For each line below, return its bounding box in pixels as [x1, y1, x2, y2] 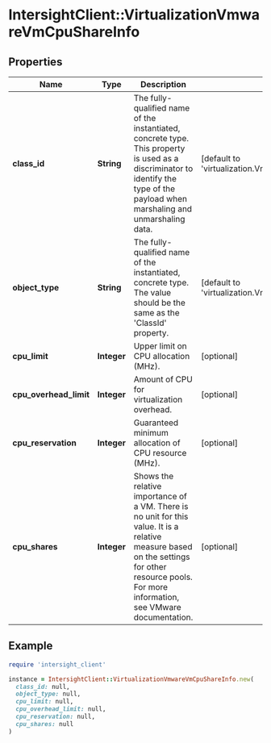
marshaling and [133, 203, 192, 215]
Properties [8, 55, 63, 69]
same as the [133, 307, 180, 318]
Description [140, 79, 187, 90]
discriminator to [133, 163, 194, 174]
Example [8, 639, 53, 653]
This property [133, 143, 186, 154]
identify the [133, 173, 177, 184]
